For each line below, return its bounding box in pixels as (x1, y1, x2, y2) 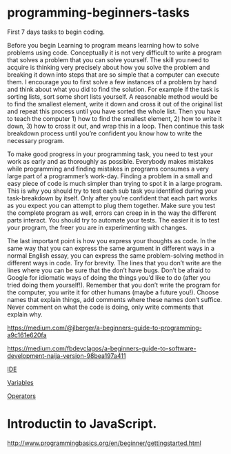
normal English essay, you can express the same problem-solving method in (7, 251, 224, 260)
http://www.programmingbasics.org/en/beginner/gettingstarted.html (7, 439, 201, 447)
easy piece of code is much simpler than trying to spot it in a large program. (7, 179, 223, 187)
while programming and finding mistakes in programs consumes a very (7, 164, 209, 173)
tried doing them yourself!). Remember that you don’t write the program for (7, 281, 221, 289)
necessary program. (7, 136, 65, 144)
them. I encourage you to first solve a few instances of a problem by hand (7, 77, 217, 86)
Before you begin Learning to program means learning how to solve (7, 41, 199, 49)
